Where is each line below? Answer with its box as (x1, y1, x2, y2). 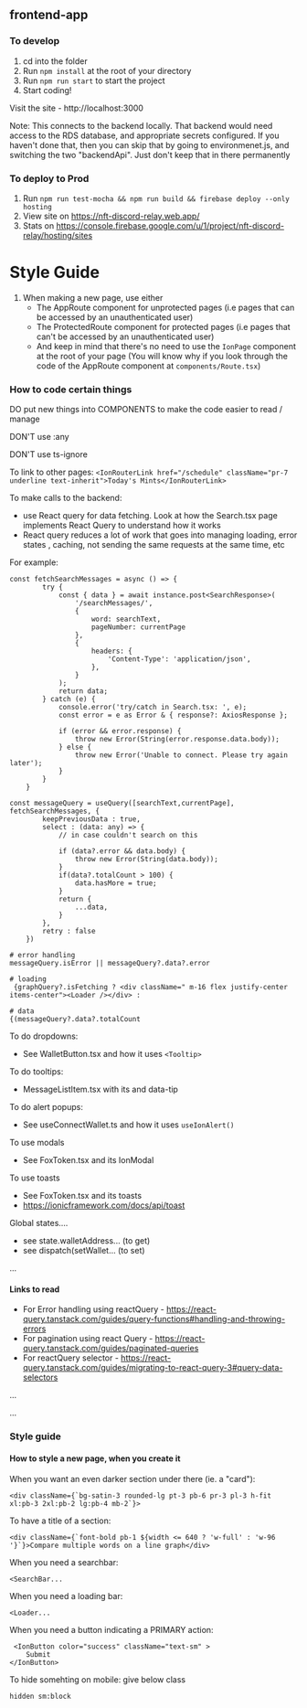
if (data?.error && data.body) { (58, 847, 185, 856)
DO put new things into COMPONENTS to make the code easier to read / (9, 404, 283, 415)
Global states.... (9, 1218, 69, 1229)
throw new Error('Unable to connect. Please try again (74, 751, 288, 760)
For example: (9, 557, 59, 568)
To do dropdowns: (9, 1030, 79, 1041)
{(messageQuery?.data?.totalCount (9, 1015, 142, 1024)
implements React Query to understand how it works (22, 520, 221, 531)
